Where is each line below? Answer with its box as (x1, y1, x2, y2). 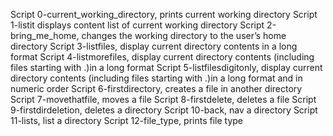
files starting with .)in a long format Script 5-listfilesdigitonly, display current (10, 62, 323, 73)
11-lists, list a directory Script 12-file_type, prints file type (10, 115, 243, 126)
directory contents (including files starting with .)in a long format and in (10, 72, 303, 84)
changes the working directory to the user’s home (81, 30, 287, 41)
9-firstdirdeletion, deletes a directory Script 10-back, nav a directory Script (10, 104, 318, 116)
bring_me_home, (10, 30, 80, 41)
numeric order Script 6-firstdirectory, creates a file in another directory (10, 83, 303, 94)
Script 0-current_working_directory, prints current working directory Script (10, 9, 318, 20)
